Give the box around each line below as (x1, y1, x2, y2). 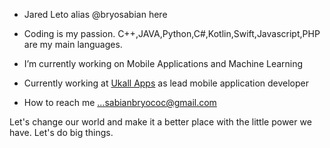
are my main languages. (23, 39, 123, 50)
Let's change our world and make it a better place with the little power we (9, 116, 312, 128)
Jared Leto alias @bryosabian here (23, 9, 168, 20)
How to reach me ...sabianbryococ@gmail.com (23, 97, 217, 108)
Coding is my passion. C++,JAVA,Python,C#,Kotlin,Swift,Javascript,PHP (23, 28, 321, 39)
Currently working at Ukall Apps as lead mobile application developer (23, 77, 309, 89)
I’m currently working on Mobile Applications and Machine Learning (23, 58, 304, 69)
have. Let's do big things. (9, 127, 114, 138)
